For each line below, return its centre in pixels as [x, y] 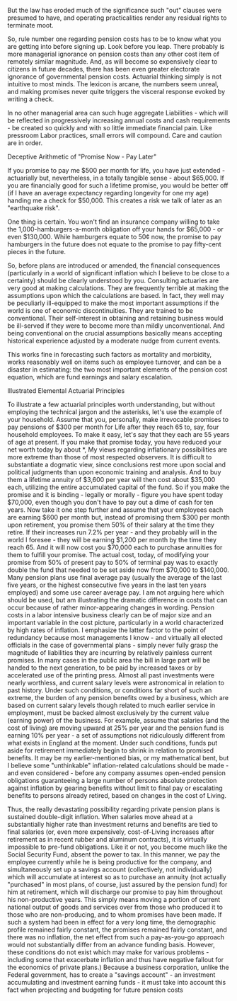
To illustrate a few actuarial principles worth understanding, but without [111, 404]
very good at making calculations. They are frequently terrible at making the [118, 288]
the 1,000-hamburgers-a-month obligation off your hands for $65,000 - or [116, 229]
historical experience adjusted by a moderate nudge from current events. [114, 341]
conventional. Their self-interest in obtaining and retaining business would [115, 318]
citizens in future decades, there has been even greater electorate [104, 69]
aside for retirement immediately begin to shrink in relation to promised [111, 750]
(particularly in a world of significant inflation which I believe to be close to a [118, 273]
